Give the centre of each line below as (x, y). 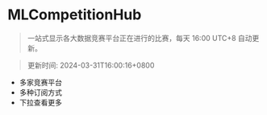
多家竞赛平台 (40, 82)
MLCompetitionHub (75, 15)
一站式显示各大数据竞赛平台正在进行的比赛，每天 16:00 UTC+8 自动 (140, 38)
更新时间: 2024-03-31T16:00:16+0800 (91, 65)
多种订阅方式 (40, 92)
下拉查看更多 (40, 102)
